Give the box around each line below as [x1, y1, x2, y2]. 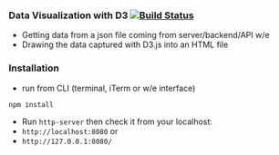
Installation [8, 62, 60, 74]
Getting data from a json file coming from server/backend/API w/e [21, 30, 270, 41]
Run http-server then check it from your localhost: [21, 116, 213, 127]
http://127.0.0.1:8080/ [21, 137, 113, 147]
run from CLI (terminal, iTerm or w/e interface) [21, 82, 196, 93]
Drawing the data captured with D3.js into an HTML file [21, 39, 229, 50]
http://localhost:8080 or [21, 126, 119, 137]
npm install [8, 100, 54, 109]
